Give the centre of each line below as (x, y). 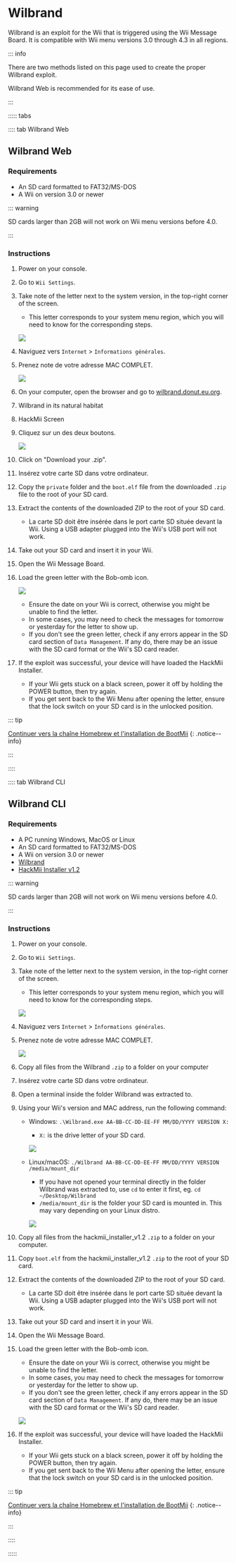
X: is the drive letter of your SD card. (92, 1135)
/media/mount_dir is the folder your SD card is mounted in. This (130, 1203)
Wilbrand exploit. (32, 75)
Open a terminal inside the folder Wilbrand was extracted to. (105, 1094)
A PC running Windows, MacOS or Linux (77, 840)
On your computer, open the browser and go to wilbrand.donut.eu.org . (120, 391)
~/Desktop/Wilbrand (68, 1196)
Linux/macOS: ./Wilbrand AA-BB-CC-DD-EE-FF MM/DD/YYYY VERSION (124, 1162)
